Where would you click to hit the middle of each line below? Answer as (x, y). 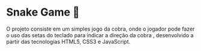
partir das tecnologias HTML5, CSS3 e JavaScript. (68, 41)
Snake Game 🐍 (43, 12)
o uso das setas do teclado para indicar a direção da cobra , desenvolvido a (100, 35)
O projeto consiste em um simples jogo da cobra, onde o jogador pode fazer (100, 29)
